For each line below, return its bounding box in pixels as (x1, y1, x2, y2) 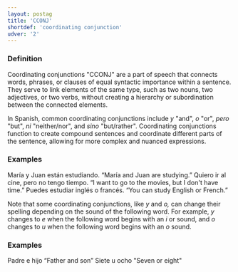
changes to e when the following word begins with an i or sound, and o (7, 214, 216, 223)
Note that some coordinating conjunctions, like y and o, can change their (7, 199, 221, 208)
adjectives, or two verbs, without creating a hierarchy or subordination (7, 93, 214, 101)
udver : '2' (7, 30, 40, 38)
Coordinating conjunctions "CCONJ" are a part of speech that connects (7, 70, 218, 78)
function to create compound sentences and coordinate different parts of (7, 129, 222, 137)
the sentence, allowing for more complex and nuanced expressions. (7, 137, 207, 145)
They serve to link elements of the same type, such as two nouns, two (7, 85, 214, 93)
